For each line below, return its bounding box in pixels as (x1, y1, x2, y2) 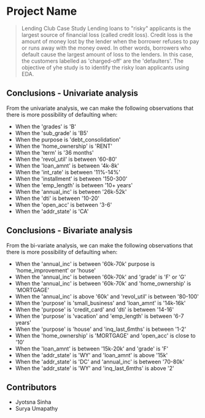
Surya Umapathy (15, 405, 58, 412)
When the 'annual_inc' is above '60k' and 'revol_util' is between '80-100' (15, 293, 199, 300)
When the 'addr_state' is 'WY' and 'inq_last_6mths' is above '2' (15, 364, 174, 372)
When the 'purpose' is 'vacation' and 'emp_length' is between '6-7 (15, 312, 184, 320)
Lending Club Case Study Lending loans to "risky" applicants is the (21, 25, 191, 32)
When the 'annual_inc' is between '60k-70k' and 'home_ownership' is (15, 279, 191, 287)
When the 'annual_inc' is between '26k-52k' (15, 188, 127, 195)
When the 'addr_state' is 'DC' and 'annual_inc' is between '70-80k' (15, 358, 185, 365)
